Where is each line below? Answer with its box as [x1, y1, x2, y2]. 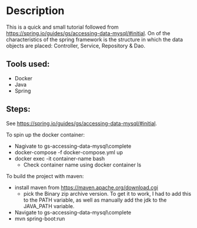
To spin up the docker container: [6, 131, 85, 138]
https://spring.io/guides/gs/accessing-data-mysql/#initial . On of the [6, 29, 171, 36]
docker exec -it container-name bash [14, 155, 105, 162]
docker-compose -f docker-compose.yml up [14, 148, 123, 156]
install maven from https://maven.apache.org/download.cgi [14, 183, 159, 191]
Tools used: [6, 59, 50, 69]
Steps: [6, 104, 31, 114]
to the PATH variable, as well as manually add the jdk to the [23, 196, 167, 203]
